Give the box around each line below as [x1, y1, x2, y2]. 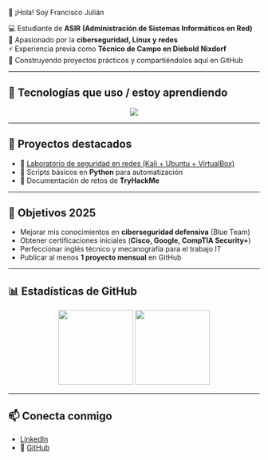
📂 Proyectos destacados [8, 137, 132, 151]
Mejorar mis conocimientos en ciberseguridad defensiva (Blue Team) [19, 228, 251, 237]
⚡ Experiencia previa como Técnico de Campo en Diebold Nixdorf [8, 44, 227, 54]
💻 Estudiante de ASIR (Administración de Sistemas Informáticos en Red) [8, 24, 253, 33]
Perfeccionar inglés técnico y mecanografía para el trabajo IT [19, 244, 222, 254]
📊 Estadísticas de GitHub [8, 284, 138, 298]
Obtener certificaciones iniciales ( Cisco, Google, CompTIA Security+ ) [19, 236, 251, 245]
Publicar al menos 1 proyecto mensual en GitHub [19, 252, 182, 263]
